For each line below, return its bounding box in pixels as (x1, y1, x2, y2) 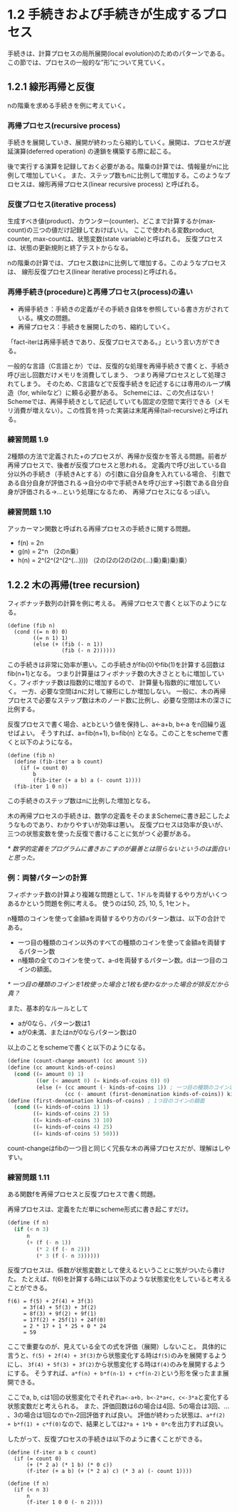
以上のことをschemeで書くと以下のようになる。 (7, 1043, 149, 1052)
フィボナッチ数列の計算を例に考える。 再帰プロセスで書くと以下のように (7, 599, 221, 608)
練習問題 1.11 (7, 1172, 50, 1182)
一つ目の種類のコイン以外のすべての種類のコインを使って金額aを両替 (17, 938, 221, 947)
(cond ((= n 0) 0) (14, 629, 69, 636)
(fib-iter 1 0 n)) (14, 783, 69, 790)
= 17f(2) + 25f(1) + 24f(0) (23, 1316, 107, 1324)
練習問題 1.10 (7, 506, 52, 516)
